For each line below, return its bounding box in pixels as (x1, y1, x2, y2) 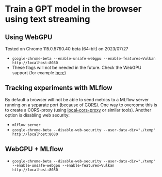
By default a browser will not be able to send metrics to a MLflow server (5, 97, 149, 102)
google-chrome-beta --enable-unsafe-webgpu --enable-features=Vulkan (12, 56, 156, 61)
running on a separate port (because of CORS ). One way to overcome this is (5, 102, 158, 108)
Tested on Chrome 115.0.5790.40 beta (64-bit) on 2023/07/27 (5, 46, 129, 51)
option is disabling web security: (5, 112, 70, 118)
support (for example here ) (12, 70, 66, 76)
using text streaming (5, 14, 91, 25)
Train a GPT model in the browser (5, 3, 142, 15)
